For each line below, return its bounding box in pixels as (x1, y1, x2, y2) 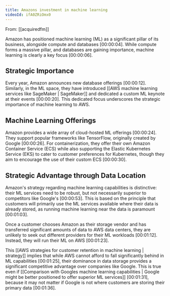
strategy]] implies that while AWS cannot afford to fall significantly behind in (5, 252, 164, 259)
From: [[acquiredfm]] (5, 26, 49, 32)
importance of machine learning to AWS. (5, 102, 90, 108)
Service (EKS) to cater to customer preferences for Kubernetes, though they (5, 151, 165, 157)
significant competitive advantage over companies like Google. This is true (5, 263, 161, 269)
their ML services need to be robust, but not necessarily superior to (5, 190, 147, 196)
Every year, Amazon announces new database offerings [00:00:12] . (5, 80, 146, 86)
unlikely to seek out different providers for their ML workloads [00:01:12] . (5, 232, 157, 238)
